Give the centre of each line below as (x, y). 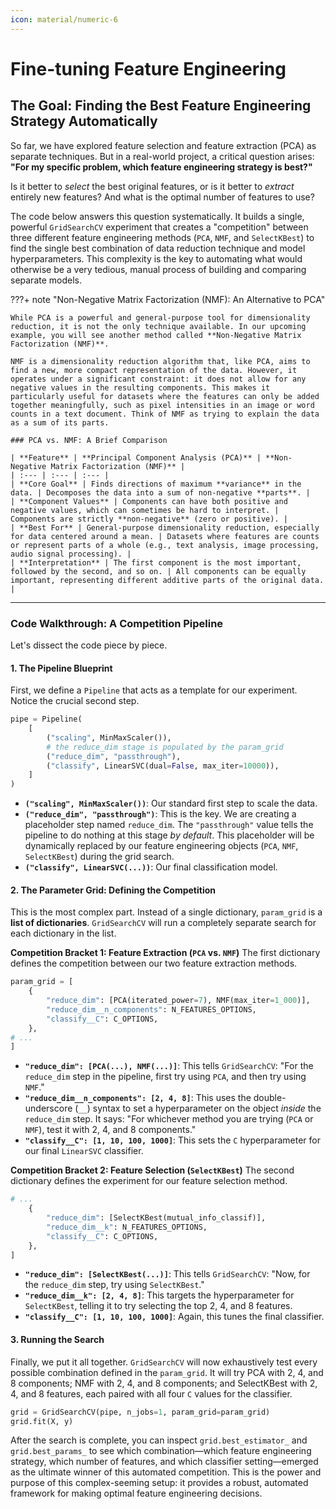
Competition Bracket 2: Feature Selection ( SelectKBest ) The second (152, 1170)
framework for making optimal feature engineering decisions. (136, 1493)
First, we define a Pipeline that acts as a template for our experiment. (154, 690)
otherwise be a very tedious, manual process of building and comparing (158, 269)
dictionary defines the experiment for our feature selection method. (149, 1181)
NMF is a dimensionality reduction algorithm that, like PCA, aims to (160, 361)
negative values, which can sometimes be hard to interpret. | (145, 510)
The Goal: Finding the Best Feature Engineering (161, 106)
